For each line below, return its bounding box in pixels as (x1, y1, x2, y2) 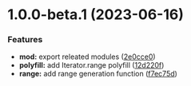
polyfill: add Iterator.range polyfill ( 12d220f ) (18, 61, 165, 70)
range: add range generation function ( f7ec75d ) (18, 69, 177, 79)
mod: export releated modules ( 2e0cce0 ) (18, 52, 157, 61)
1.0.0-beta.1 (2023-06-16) (7, 6, 185, 24)
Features (7, 34, 43, 45)
